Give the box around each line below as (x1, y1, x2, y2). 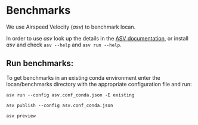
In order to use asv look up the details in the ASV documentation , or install (6, 35, 189, 42)
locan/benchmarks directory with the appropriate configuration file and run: (6, 80, 192, 87)
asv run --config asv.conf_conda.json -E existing (6, 92, 135, 98)
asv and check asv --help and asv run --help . (6, 41, 122, 48)
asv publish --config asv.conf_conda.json (6, 102, 113, 108)
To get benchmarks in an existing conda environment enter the (6, 74, 160, 81)
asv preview (6, 112, 36, 119)
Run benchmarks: (6, 58, 74, 68)
